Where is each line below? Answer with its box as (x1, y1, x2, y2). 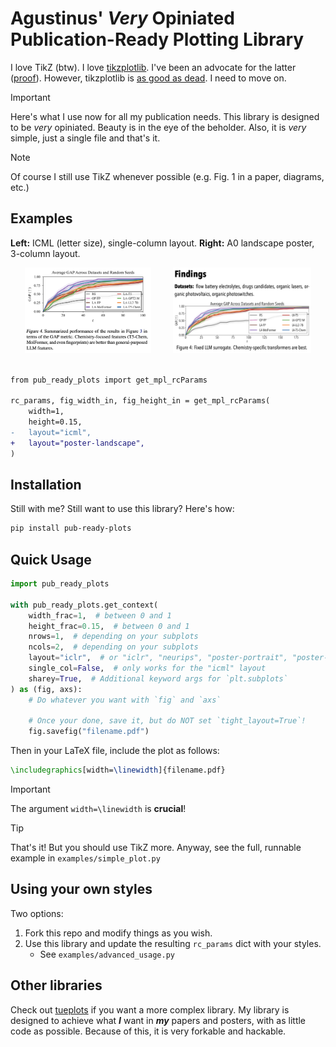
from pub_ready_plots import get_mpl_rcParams (10, 375, 208, 385)
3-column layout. (10, 247, 81, 259)
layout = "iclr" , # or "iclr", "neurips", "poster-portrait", (28, 653, 288, 663)
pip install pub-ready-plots (10, 523, 132, 534)
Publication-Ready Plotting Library (10, 28, 305, 51)
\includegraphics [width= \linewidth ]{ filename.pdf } (10, 765, 226, 776)
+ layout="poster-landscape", (10, 438, 145, 448)
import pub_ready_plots (10, 579, 110, 589)
